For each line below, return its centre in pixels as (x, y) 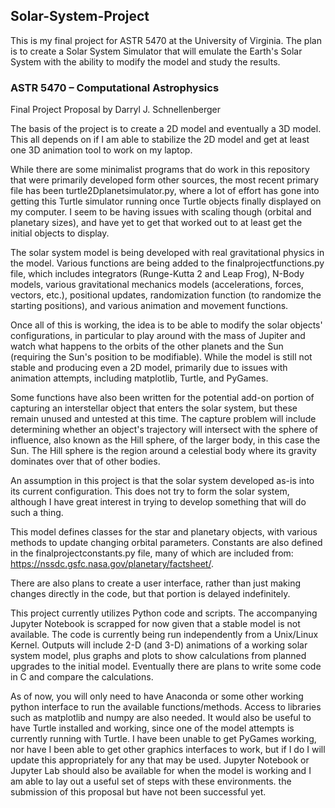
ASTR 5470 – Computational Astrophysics (115, 87)
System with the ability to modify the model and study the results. (145, 61)
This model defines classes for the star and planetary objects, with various (164, 532)
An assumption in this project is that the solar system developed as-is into (162, 481)
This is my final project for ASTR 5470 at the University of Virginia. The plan (166, 40)
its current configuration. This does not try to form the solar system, (150, 491)
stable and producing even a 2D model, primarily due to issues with (149, 368)
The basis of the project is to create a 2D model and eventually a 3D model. (166, 129)
